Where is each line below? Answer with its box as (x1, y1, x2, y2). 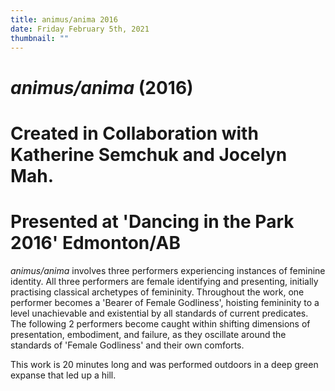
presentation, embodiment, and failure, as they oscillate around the (10, 328, 287, 340)
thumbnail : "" (10, 33, 70, 43)
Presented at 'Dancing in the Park (10, 210, 295, 233)
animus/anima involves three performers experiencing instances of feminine (10, 264, 326, 276)
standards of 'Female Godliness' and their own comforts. (10, 339, 245, 351)
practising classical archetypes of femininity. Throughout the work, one (10, 286, 305, 298)
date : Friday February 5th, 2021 (10, 24, 150, 34)
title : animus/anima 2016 (10, 14, 118, 25)
